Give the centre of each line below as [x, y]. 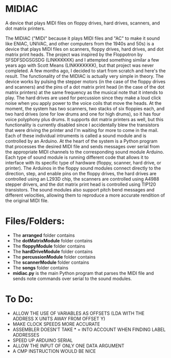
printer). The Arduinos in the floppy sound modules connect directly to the [83, 168]
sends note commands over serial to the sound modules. [72, 279]
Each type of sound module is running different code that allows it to [77, 157]
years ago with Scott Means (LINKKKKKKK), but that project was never [80, 65]
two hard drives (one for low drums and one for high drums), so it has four [83, 114]
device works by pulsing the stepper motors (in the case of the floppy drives [85, 81]
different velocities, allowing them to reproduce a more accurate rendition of [85, 195]
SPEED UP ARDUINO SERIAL [42, 340]
